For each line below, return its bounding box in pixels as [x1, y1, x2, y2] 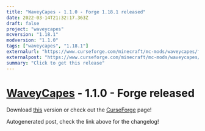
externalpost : [6, 54, 43, 60]
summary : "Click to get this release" [6, 60, 105, 66]
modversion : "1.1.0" [6, 37, 59, 43]
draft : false [6, 20, 40, 26]
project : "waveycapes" [6, 26, 64, 32]
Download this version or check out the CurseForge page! [6, 106, 152, 113]
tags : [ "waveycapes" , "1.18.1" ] [6, 43, 88, 49]
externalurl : [6, 49, 40, 55]
